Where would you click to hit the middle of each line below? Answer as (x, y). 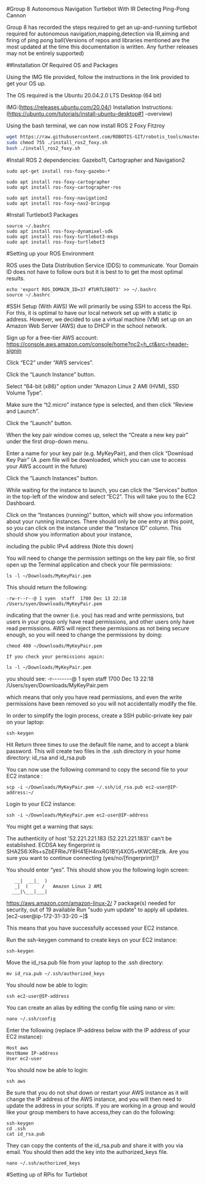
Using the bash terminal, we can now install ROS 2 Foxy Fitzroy (86, 126)
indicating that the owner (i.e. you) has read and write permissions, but (95, 615)
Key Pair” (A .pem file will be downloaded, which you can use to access (96, 459)
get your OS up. (26, 83)
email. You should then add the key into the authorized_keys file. (87, 1152)
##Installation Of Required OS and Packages (62, 65)
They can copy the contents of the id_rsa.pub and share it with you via (95, 1145)
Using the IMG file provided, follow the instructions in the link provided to (98, 77)
